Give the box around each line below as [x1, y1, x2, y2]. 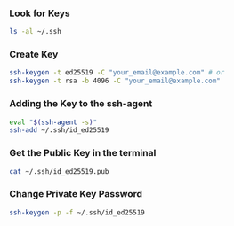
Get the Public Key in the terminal [9, 147, 157, 160]
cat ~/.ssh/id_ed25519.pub [9, 167, 109, 175]
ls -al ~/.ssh [9, 27, 62, 36]
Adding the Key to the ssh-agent [9, 97, 153, 110]
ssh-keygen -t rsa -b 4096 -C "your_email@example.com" [9, 76, 221, 86]
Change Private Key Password [9, 188, 143, 200]
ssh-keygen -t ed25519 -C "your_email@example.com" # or [9, 68, 225, 77]
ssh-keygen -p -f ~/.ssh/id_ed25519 [9, 207, 145, 217]
